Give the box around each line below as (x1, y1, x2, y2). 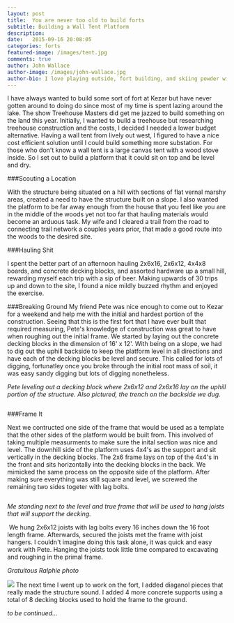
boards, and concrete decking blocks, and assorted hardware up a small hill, (7, 267, 226, 276)
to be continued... (7, 609, 58, 617)
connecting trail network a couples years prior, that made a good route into (7, 225, 223, 234)
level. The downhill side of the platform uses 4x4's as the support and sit (7, 446, 217, 454)
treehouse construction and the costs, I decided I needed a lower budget (7, 123, 217, 133)
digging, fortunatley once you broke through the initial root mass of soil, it (7, 362, 218, 370)
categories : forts (7, 43, 61, 50)
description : (7, 29, 45, 37)
